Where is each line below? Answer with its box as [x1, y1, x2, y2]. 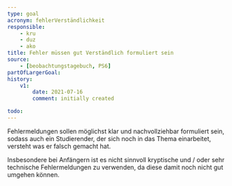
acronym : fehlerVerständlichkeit [7, 17, 105, 24]
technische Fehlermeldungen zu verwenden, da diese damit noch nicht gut [7, 163, 224, 171]
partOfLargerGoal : [7, 69, 61, 76]
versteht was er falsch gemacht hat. [7, 142, 111, 150]
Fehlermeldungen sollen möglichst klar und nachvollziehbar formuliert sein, [7, 127, 225, 135]
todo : [7, 108, 23, 115]
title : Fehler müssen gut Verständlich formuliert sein [7, 50, 174, 57]
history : [7, 75, 33, 83]
